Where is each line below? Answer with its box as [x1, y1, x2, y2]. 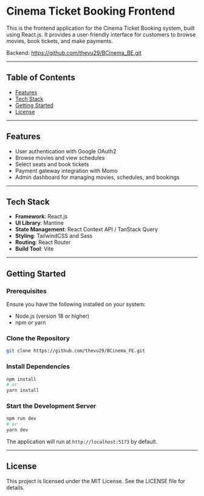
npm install [6, 376, 36, 382]
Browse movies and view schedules [15, 154, 105, 161]
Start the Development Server [6, 402, 97, 410]
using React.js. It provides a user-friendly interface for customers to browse [6, 30, 196, 38]
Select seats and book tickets [15, 160, 89, 168]
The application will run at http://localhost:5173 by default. [6, 438, 158, 445]
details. [6, 484, 25, 491]
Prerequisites [6, 287, 47, 295]
